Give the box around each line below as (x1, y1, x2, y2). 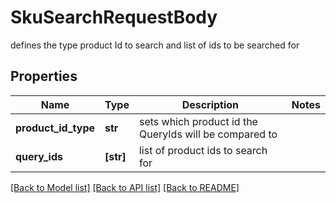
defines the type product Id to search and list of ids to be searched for (10, 39, 300, 51)
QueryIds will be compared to (138, 127, 278, 141)
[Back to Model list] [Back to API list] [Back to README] (10, 181, 240, 193)
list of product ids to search (138, 143, 268, 157)
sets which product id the (138, 114, 258, 128)
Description (181, 97, 240, 111)
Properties (10, 68, 78, 85)
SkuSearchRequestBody (10, 6, 218, 29)
